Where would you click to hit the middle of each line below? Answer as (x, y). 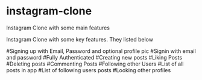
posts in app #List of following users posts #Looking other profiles (89, 70)
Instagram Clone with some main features (58, 28)
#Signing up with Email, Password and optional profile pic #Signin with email (101, 51)
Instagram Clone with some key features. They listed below (80, 39)
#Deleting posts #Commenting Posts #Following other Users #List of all (95, 64)
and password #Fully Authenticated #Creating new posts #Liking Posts (94, 57)
